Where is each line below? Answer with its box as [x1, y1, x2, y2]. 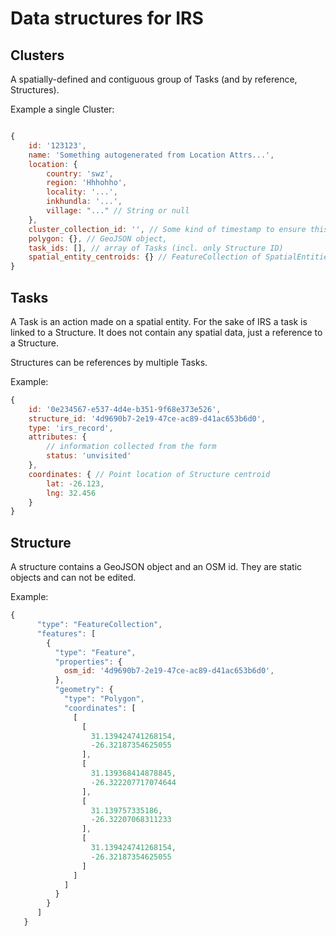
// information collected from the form [46, 442, 217, 452]
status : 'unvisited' [46, 451, 132, 461]
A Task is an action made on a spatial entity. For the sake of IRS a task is [10, 315, 308, 327]
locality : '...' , [46, 187, 118, 197]
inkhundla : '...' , [46, 197, 123, 207]
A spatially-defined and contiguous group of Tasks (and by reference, [10, 73, 298, 85]
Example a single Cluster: [10, 103, 115, 115]
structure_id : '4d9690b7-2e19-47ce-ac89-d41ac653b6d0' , [28, 413, 267, 424]
